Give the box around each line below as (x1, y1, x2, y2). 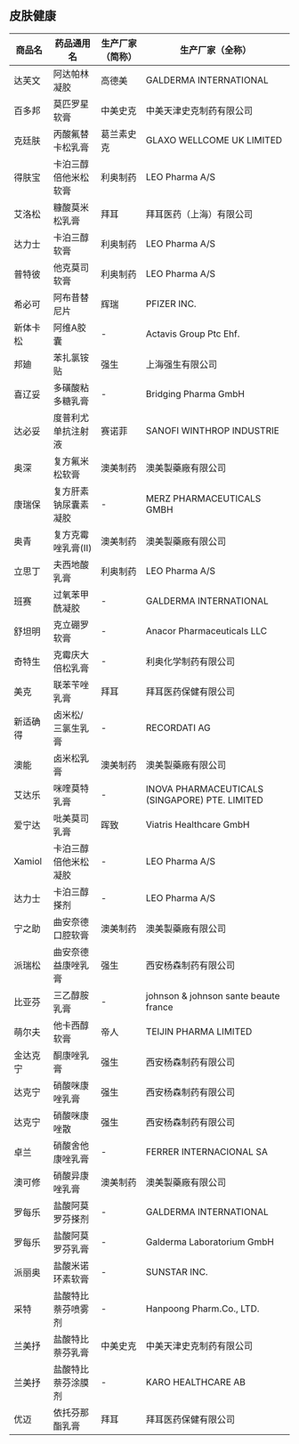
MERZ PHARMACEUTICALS (145, 492, 262, 505)
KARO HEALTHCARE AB (145, 1375, 246, 1388)
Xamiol (13, 855, 43, 867)
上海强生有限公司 (145, 358, 218, 370)
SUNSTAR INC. (145, 1265, 208, 1278)
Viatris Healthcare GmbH (145, 818, 250, 831)
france (145, 1001, 174, 1013)
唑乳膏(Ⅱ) (53, 541, 93, 554)
